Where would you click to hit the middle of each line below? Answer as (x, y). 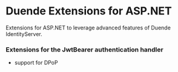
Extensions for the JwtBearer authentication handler (85, 49)
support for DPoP (36, 63)
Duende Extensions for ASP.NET (89, 11)
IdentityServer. (24, 34)
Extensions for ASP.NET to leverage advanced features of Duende (88, 28)
